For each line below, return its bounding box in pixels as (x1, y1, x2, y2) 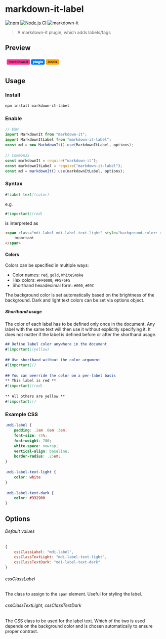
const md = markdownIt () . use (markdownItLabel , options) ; (5, 169, 125, 173)
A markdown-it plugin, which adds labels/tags (17, 29, 111, 35)
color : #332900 (14, 496, 45, 501)
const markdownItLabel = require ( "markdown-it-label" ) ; (5, 163, 123, 169)
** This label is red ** (5, 378, 56, 383)
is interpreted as (5, 220, 39, 226)
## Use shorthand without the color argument (5, 357, 100, 362)
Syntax (5, 180, 23, 187)
